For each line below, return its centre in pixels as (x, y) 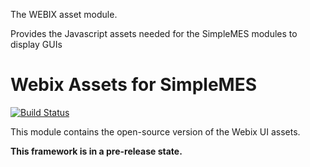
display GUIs (36, 44)
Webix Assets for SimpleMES (134, 85)
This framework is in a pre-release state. (96, 151)
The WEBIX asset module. (64, 14)
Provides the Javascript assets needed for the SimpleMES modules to (154, 33)
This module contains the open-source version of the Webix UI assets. (155, 131)
